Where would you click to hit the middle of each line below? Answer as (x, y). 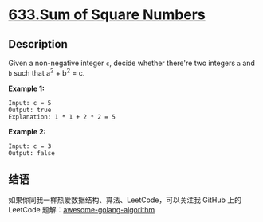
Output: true (30, 110)
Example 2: (27, 131)
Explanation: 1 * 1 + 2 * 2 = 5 (62, 117)
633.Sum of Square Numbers (107, 15)
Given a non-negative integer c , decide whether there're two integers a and (131, 63)
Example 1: (27, 88)
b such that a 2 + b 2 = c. (47, 72)
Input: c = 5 (30, 103)
